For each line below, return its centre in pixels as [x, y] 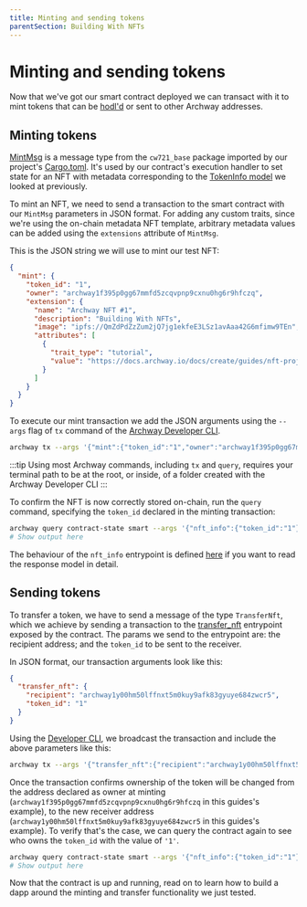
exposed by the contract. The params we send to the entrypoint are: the [145, 634]
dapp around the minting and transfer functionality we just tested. [133, 892]
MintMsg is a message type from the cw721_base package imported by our [148, 157]
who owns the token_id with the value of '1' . [95, 840]
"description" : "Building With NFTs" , [107, 319]
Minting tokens [53, 135]
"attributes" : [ [64, 336]
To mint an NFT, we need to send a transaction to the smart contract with [147, 204]
